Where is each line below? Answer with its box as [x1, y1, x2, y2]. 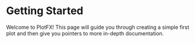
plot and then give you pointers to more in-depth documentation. [6, 29, 164, 37]
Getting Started [6, 4, 84, 18]
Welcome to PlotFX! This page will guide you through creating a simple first [6, 24, 190, 31]
